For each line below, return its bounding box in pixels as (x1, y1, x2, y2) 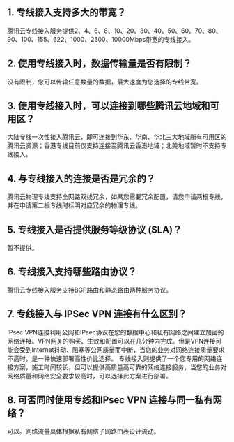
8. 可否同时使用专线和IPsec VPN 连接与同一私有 (7, 394, 213, 406)
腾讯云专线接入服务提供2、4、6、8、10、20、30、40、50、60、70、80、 (7, 27, 222, 35)
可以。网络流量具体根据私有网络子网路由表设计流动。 (7, 427, 160, 435)
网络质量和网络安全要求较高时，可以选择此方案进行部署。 (7, 371, 172, 380)
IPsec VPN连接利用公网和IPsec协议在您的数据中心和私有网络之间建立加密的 (7, 327, 224, 337)
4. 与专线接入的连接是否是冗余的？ (7, 172, 155, 184)
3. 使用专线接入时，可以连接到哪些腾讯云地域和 (7, 100, 210, 112)
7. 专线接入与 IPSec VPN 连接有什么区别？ (7, 308, 187, 320)
